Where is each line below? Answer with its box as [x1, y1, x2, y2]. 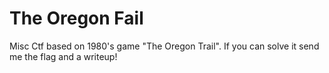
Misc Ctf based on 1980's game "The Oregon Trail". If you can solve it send [9, 40, 320, 52]
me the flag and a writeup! [9, 50, 118, 62]
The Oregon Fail [9, 7, 144, 30]
